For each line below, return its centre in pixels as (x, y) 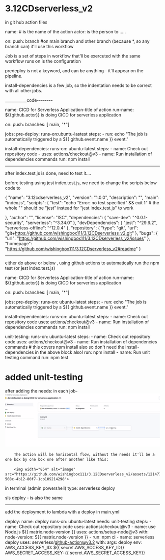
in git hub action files (26, 22)
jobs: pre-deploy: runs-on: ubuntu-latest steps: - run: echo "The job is (76, 302)
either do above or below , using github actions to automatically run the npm (82, 263)
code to (13, 188)
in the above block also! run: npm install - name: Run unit (93, 352)
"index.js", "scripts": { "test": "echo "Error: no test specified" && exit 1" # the (82, 202)
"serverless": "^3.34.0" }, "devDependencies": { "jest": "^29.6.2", (91, 223)
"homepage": (19, 243)
